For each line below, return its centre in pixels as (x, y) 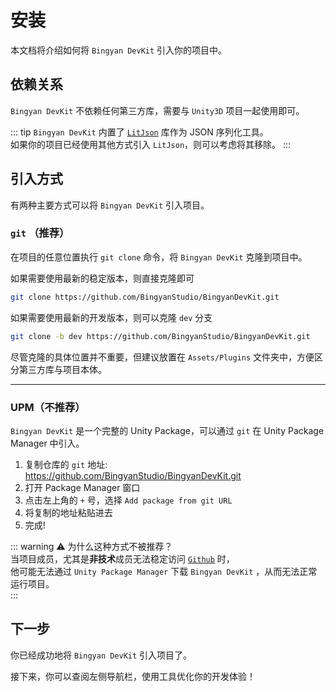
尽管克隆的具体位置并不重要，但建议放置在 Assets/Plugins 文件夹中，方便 (162, 357)
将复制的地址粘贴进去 (68, 512)
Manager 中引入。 (47, 443)
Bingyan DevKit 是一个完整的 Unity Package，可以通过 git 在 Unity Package (167, 430)
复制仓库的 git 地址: (66, 464)
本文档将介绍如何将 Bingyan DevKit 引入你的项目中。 (119, 50)
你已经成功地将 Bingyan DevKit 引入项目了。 (101, 655)
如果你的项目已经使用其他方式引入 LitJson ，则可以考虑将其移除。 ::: (151, 144)
